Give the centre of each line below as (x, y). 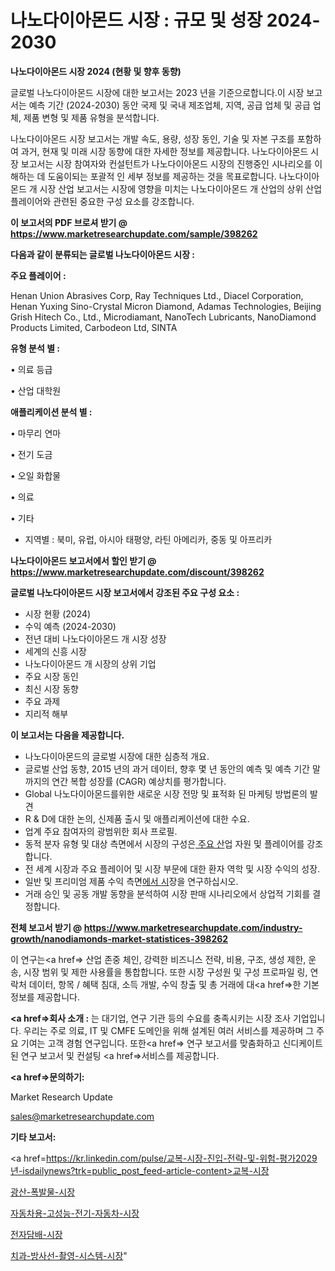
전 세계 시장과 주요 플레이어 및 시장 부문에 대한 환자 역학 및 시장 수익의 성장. (172, 868)
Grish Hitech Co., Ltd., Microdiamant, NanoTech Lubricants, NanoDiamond (163, 317)
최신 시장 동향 (51, 688)
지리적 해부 (46, 713)
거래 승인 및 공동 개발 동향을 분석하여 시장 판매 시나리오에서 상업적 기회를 (167, 893)
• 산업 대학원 (36, 390)
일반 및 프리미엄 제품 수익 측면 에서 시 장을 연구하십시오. (131, 881)
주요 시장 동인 (51, 676)
